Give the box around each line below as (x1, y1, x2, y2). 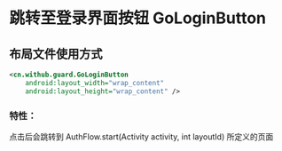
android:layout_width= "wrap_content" (25, 78, 165, 87)
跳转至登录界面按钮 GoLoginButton (9, 8, 267, 28)
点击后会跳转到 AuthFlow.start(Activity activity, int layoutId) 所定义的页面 (9, 131, 274, 142)
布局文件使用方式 (9, 46, 103, 61)
